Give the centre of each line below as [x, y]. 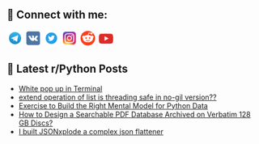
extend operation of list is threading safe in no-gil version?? [117, 97]
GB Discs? [36, 123]
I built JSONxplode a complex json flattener [91, 131]
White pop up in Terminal [60, 88]
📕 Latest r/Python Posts [68, 69]
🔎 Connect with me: [57, 15]
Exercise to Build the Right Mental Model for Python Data [113, 105]
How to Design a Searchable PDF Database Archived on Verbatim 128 [134, 114]
